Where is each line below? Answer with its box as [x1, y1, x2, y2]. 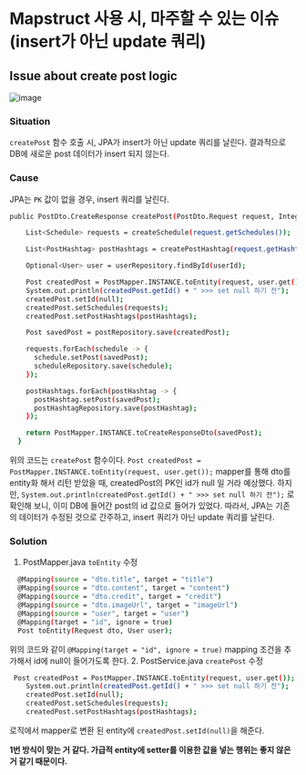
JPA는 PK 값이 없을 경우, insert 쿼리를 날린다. [9, 194, 170, 204]
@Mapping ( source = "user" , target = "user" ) [17, 609, 189, 618]
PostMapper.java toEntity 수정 [22, 557, 138, 568]
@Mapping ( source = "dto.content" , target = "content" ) [17, 583, 230, 593]
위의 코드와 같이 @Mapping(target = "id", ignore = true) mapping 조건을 [9, 644, 282, 655]
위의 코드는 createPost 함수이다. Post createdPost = [9, 455, 202, 466]
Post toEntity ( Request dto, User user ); [17, 626, 173, 635]
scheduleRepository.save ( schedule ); [33, 361, 173, 371]
